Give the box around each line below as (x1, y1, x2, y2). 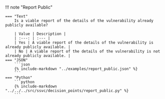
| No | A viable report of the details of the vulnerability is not (14, 49, 160, 54)
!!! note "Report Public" (5, 4, 53, 10)
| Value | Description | (14, 31, 66, 36)
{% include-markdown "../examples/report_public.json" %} (14, 66, 138, 71)
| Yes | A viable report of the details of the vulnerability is (14, 40, 154, 45)
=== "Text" (5, 14, 28, 19)
